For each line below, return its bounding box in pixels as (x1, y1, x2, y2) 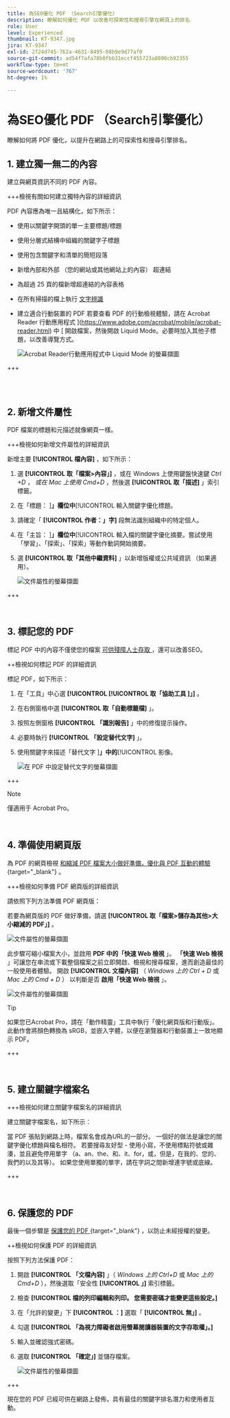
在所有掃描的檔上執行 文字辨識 (16, 295, 104, 303)
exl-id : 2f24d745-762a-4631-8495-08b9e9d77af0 (7, 49, 143, 56)
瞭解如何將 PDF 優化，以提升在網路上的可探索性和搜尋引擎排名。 (7, 136, 191, 145)
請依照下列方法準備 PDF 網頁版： (7, 897, 101, 905)
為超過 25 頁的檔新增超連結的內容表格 (16, 280, 125, 289)
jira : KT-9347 (7, 42, 48, 49)
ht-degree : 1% (7, 74, 48, 81)
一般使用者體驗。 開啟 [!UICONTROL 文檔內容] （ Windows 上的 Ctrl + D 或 (7, 966, 220, 974)
